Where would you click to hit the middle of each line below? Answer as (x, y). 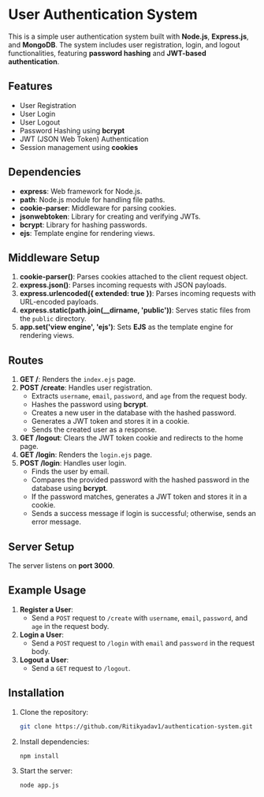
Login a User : (42, 634)
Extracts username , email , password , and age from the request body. (139, 396)
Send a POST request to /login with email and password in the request (143, 643)
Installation (36, 693)
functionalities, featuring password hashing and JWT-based (107, 53)
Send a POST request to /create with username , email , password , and (139, 618)
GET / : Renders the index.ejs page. (78, 380)
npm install (39, 756)
